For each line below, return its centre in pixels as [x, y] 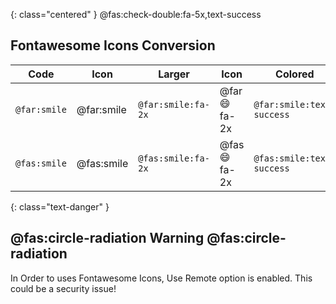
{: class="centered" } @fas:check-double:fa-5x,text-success [136, 14]
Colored [295, 74]
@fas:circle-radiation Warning [107, 238]
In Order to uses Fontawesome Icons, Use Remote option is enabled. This [161, 278]
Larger [174, 74]
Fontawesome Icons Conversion [113, 45]
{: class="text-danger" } [60, 206]
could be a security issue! [63, 288]
